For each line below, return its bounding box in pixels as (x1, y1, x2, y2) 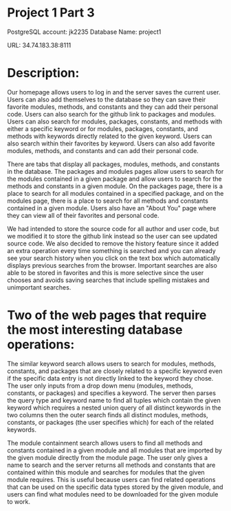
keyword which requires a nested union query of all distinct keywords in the (7, 403, 221, 412)
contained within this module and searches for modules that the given (7, 468, 205, 477)
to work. (7, 497, 31, 505)
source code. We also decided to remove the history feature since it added (7, 239, 219, 248)
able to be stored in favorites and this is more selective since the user (7, 268, 204, 277)
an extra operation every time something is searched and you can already (7, 246, 217, 254)
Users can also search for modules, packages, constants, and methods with (7, 117, 223, 126)
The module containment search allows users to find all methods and (7, 439, 203, 447)
